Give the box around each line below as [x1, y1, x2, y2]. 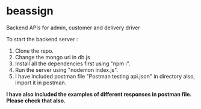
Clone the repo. [14, 47, 54, 54]
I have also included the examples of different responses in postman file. [6, 90, 192, 98]
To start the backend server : [6, 35, 78, 43]
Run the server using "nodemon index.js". [14, 66, 119, 73]
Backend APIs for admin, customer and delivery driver [6, 24, 140, 31]
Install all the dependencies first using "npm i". [14, 60, 131, 67]
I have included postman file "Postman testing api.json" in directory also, [14, 72, 196, 80]
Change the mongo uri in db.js [14, 53, 90, 60]
